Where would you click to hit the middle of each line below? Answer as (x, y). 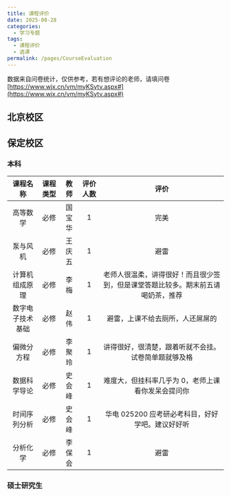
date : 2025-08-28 (32, 20)
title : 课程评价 (28, 13)
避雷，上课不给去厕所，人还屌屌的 (162, 318)
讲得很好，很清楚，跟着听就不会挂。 (162, 347)
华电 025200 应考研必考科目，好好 (162, 414)
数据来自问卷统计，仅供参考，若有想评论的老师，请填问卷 (88, 79)
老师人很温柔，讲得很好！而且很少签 (162, 274)
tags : (15, 39)
